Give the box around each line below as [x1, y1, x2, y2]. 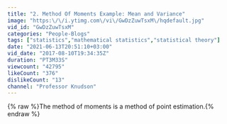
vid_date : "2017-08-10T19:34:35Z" [7, 50, 110, 57]
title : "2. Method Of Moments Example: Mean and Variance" [7, 10, 186, 18]
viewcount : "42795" [7, 63, 65, 70]
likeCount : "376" [7, 69, 59, 77]
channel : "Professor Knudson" [7, 83, 97, 90]
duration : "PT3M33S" [7, 57, 69, 64]
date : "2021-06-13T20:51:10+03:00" [7, 43, 113, 50]
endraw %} [7, 110, 40, 118]
